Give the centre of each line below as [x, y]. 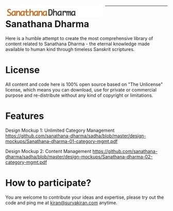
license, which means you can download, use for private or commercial [81, 90]
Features [25, 116]
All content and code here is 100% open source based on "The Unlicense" [84, 84]
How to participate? [48, 183]
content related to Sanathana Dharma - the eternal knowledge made [78, 44]
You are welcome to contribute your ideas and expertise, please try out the [85, 197]
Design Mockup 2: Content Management [48, 151]
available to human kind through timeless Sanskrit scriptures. [70, 49]
